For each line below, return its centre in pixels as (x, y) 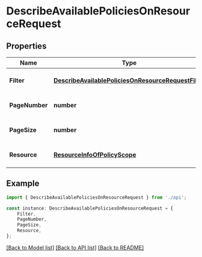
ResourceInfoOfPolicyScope (95, 155)
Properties (26, 46)
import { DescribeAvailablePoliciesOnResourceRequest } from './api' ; (96, 197)
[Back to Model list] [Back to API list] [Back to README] (75, 247)
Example (23, 183)
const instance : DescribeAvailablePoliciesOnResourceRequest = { (90, 208)
